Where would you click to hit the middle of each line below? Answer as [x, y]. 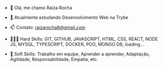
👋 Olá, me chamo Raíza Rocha [41, 8]
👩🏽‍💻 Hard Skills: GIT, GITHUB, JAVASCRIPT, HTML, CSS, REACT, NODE [84, 39]
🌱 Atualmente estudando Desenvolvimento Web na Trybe [69, 17]
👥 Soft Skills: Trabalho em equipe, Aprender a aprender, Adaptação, [80, 54]
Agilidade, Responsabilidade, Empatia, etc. [54, 59]
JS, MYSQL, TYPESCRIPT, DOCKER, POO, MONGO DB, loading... [77, 44]
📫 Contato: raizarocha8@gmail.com [48, 27]
